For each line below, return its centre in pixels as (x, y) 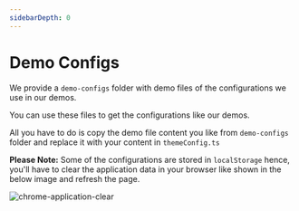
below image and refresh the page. (75, 178)
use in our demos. (43, 97)
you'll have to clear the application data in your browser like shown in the (145, 169)
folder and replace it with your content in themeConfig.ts (115, 142)
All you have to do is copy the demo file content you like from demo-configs (149, 132)
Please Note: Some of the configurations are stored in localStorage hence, (149, 159)
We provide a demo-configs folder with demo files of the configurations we (148, 88)
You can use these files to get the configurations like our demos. (130, 115)
